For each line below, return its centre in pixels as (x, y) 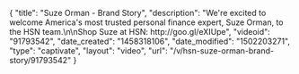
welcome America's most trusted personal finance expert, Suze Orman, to (146, 22)
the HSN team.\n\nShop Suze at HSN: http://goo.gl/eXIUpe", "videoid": (140, 32)
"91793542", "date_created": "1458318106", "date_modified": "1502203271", (149, 41)
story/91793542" (40, 60)
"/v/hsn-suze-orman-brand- (222, 51)
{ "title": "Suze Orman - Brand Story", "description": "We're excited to (138, 13)
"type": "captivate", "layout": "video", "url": (88, 51)
